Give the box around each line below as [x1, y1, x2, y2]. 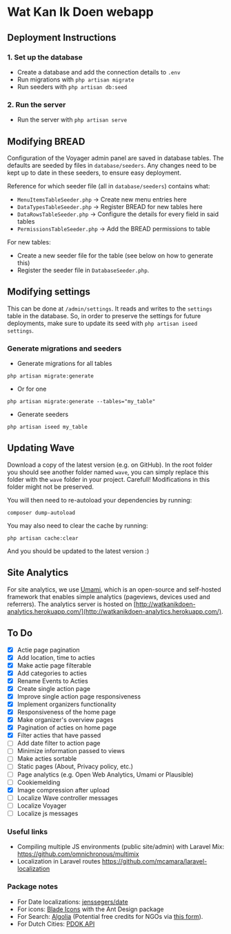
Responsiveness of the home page [17, 708, 116, 717]
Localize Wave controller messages [17, 793, 119, 801]
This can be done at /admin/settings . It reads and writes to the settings [7, 304, 212, 313]
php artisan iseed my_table [7, 424, 88, 431]
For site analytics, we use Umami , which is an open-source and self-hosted [7, 585, 221, 594]
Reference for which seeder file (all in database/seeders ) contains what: [7, 182, 210, 190]
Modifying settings [7, 286, 91, 298]
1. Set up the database [7, 52, 83, 62]
